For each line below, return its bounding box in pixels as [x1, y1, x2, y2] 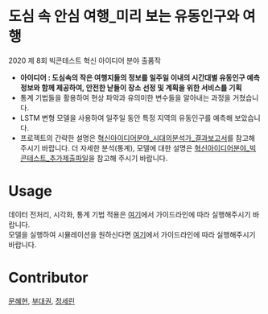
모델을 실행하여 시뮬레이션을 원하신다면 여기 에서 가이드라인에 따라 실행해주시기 [8, 229, 256, 239]
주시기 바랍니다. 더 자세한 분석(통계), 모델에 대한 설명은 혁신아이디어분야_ [19, 143, 250, 153]
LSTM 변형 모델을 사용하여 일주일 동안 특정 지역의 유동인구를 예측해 [19, 113, 233, 122]
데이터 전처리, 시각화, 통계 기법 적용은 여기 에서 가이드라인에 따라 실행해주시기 [8, 209, 251, 219]
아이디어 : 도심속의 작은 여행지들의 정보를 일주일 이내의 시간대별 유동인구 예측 [19, 72, 260, 82]
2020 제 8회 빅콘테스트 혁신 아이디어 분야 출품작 [8, 56, 161, 65]
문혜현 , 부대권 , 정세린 [8, 295, 75, 306]
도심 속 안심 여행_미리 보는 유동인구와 [8, 7, 240, 26]
